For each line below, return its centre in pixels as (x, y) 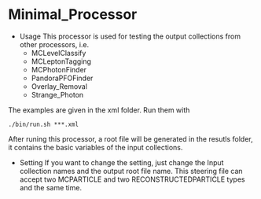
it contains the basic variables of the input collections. (96, 147)
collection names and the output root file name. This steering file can (131, 171)
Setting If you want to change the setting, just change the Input (121, 162)
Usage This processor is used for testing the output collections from (130, 36)
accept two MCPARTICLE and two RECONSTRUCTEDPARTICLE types (132, 179)
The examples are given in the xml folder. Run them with (99, 110)
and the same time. (51, 187)
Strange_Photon (57, 94)
